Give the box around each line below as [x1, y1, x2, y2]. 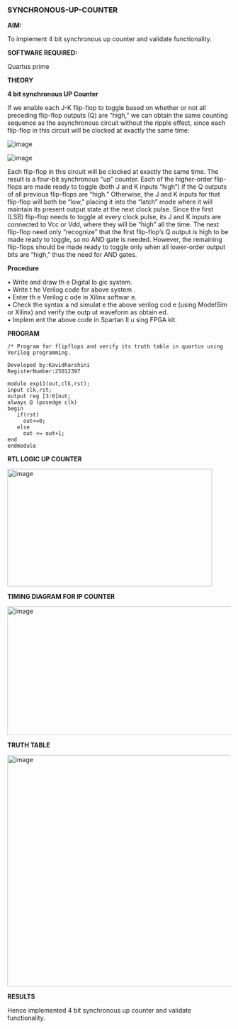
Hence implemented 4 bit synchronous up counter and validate [7, 1006, 192, 1015]
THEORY [7, 76, 34, 84]
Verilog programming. [7, 349, 72, 356]
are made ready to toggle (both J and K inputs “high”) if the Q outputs [23, 182, 227, 191]
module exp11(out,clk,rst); [7, 380, 91, 387]
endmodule [7, 442, 37, 450]
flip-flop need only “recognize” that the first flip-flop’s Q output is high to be [7, 228, 229, 236]
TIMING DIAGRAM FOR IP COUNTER [7, 593, 115, 601]
